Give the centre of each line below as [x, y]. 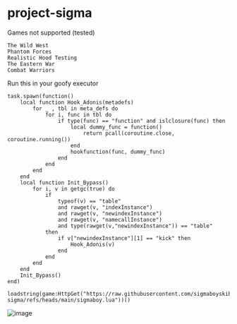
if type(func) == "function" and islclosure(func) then [141, 121]
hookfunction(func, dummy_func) [118, 152]
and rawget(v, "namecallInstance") [110, 220]
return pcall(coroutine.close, [129, 133]
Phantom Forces [30, 52]
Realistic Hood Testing [42, 58]
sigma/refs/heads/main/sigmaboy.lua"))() [69, 300]
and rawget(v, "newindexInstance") [110, 213]
